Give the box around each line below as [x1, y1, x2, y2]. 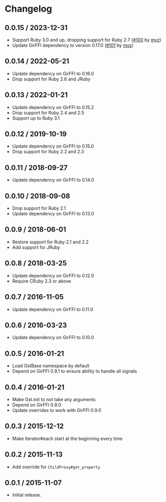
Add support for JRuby [12, 244, 60, 250]
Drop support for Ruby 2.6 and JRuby [12, 76, 91, 82]
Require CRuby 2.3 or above [12, 278, 72, 284]
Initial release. [12, 492, 42, 498]
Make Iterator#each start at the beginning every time [12, 435, 123, 441]
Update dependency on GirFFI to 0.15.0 [12, 143, 94, 149]
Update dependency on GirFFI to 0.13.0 [12, 211, 94, 217]
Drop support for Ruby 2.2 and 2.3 [12, 149, 84, 155]
